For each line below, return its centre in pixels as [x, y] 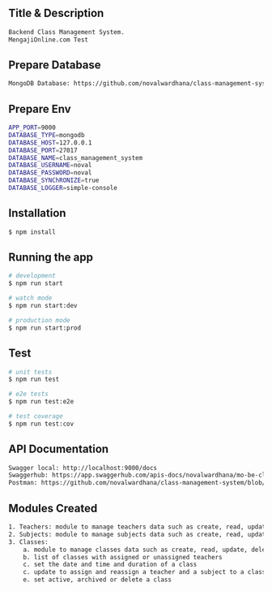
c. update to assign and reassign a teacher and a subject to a [134, 572]
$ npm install [32, 232]
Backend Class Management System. [67, 32]
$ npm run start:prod [45, 328]
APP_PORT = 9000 [32, 128]
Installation [37, 213]
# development [32, 276]
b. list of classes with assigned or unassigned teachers [123, 557]
